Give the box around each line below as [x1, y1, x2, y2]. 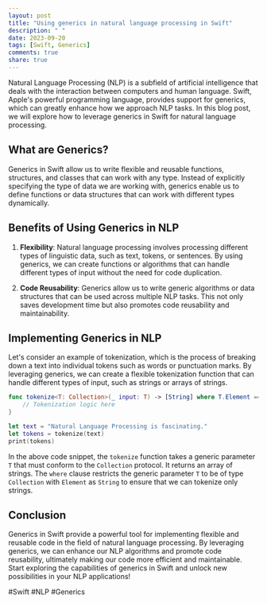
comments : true [8, 49, 59, 56]
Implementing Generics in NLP [8, 331, 162, 344]
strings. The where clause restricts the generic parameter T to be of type [8, 469, 244, 478]
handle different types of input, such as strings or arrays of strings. [8, 378, 228, 387]
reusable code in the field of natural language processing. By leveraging [8, 538, 245, 547]
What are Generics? [8, 143, 109, 157]
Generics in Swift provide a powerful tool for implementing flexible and [8, 530, 240, 539]
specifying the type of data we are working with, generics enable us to [8, 181, 240, 191]
